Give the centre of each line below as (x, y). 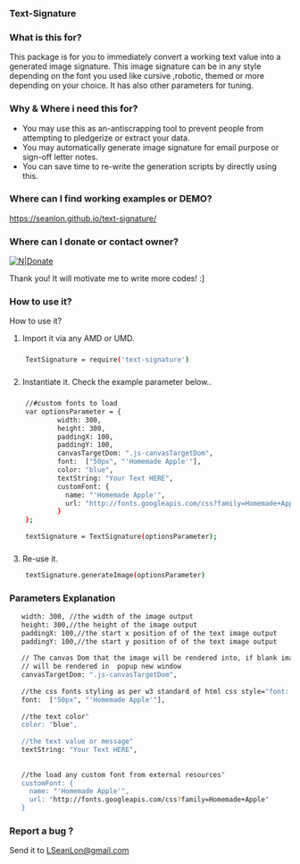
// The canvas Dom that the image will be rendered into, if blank (149, 658)
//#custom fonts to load (71, 404)
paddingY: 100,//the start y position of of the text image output (149, 642)
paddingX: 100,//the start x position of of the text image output (149, 633)
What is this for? (46, 37)
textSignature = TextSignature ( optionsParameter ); (121, 537)
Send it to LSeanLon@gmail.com (69, 851)
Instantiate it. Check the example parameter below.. (117, 382)
